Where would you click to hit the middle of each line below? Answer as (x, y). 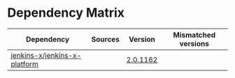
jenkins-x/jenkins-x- (46, 55)
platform (24, 64)
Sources (106, 39)
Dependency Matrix (66, 13)
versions (194, 43)
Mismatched (194, 35)
